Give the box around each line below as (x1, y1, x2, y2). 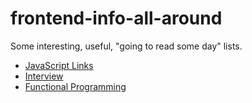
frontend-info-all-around (10, 7, 223, 30)
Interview (24, 70, 64, 82)
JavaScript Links (24, 59, 94, 71)
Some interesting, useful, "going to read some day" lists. (10, 40, 243, 52)
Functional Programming (24, 80, 127, 92)
